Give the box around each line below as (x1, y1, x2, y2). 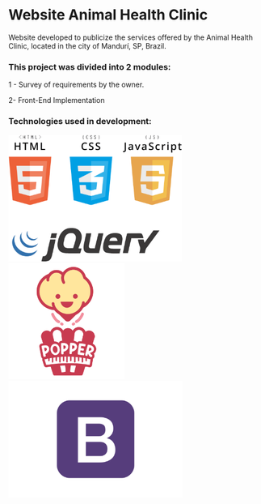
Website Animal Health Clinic (8, 6, 208, 24)
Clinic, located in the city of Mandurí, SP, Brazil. (8, 41, 167, 50)
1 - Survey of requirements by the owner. (8, 79, 145, 90)
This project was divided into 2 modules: (8, 61, 171, 72)
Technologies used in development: (8, 116, 152, 127)
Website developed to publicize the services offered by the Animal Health (8, 32, 253, 42)
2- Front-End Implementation (8, 96, 105, 105)
